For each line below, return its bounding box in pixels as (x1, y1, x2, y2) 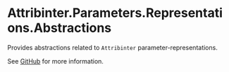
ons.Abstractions (7, 20, 112, 36)
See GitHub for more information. (7, 56, 104, 65)
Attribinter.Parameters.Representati (7, 5, 223, 21)
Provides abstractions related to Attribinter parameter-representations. (7, 43, 218, 52)
